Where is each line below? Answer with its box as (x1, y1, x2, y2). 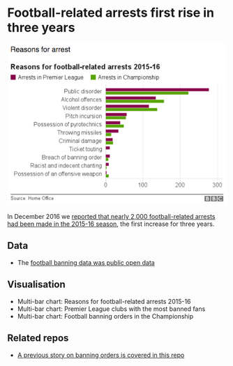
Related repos (7, 333, 69, 344)
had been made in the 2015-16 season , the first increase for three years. (7, 220, 215, 228)
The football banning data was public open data (17, 258, 155, 266)
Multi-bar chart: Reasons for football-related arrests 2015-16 (17, 297, 191, 305)
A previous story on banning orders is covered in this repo (17, 351, 185, 359)
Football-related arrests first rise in (7, 5, 215, 21)
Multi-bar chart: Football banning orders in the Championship (17, 312, 194, 320)
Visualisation (7, 279, 66, 291)
